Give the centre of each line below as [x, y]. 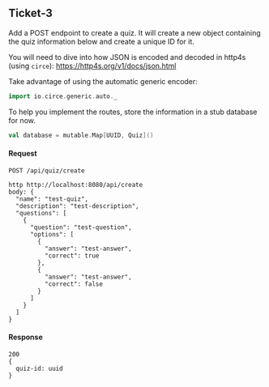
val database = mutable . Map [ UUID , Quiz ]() [81, 135]
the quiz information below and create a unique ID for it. [101, 41]
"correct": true [72, 255]
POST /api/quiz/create [47, 170]
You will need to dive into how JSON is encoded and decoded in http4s [127, 57]
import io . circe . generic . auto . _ [63, 96]
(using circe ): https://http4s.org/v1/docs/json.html [92, 66]
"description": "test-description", [77, 206]
